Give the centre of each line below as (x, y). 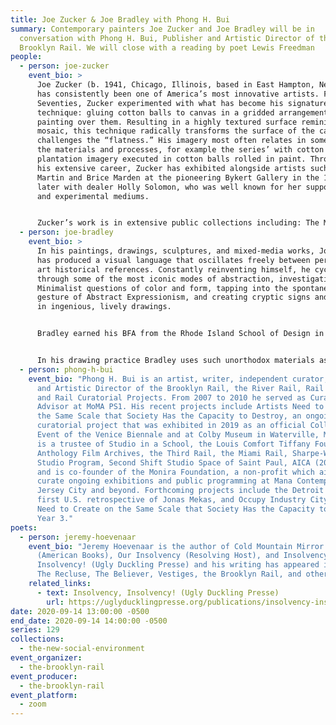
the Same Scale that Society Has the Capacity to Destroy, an (169, 416)
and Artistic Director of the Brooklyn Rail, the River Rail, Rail (180, 388)
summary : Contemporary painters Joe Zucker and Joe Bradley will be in (162, 29)
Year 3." (55, 518)
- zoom (33, 704)
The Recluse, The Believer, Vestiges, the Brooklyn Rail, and (169, 574)
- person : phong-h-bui (66, 369)
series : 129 (35, 630)
